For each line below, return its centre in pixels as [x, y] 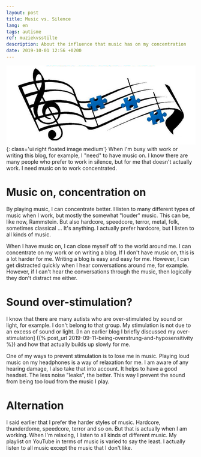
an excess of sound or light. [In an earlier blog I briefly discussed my [91, 331]
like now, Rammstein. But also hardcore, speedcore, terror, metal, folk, [93, 221]
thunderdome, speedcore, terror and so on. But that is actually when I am [97, 428]
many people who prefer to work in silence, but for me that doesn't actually [99, 162]
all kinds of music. [28, 234]
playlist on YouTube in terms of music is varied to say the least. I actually [96, 441]
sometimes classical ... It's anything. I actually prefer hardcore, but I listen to [100, 228]
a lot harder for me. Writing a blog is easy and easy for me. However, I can [98, 258]
